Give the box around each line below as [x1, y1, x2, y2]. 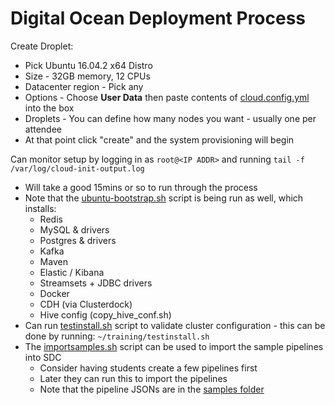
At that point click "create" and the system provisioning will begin [24, 133, 295, 146]
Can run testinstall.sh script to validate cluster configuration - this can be [24, 319, 326, 331]
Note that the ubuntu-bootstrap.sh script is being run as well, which [24, 192, 304, 204]
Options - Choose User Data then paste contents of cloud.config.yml [24, 91, 310, 103]
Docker [39, 287, 70, 299]
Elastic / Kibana [39, 266, 105, 278]
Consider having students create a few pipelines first [39, 362, 258, 374]
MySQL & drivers [39, 223, 110, 236]
